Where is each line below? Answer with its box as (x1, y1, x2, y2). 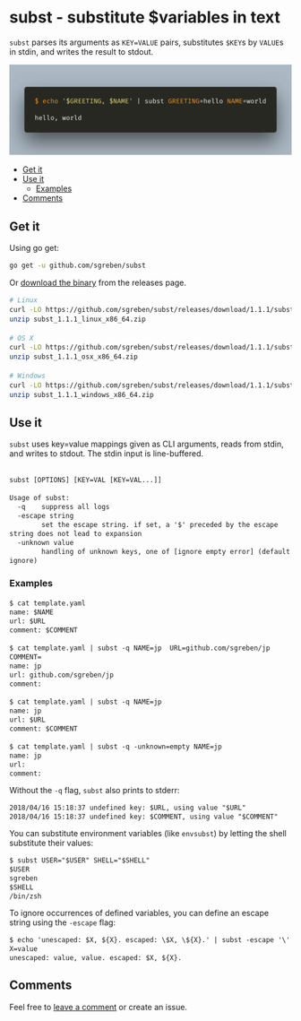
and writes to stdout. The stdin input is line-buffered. (9, 448, 204, 459)
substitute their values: (9, 837, 94, 848)
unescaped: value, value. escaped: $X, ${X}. (9, 953, 182, 962)
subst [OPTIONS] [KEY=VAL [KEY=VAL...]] (9, 476, 163, 485)
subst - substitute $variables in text (9, 7, 280, 28)
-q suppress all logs (17, 503, 110, 512)
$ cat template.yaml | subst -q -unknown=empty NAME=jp (9, 742, 222, 751)
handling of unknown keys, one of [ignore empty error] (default (41, 548, 291, 557)
